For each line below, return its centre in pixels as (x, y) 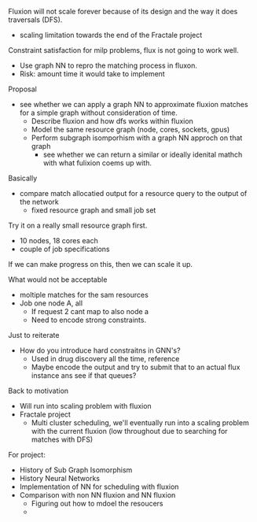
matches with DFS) (62, 439)
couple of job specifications (64, 249)
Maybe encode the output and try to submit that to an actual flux (136, 367)
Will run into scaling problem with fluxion (85, 406)
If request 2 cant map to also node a (90, 311)
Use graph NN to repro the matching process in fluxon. (108, 65)
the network (39, 202)
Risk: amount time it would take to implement (92, 74)
